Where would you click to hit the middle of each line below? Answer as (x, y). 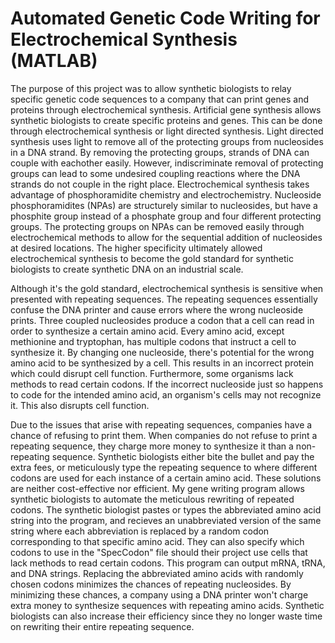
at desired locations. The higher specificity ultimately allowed (136, 248)
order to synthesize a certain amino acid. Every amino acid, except (147, 331)
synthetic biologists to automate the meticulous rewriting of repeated (152, 499)
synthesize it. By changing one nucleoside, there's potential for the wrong (162, 352)
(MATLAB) (54, 61)
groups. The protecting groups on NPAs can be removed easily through (157, 226)
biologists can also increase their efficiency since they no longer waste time (166, 616)
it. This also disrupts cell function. (80, 405)
